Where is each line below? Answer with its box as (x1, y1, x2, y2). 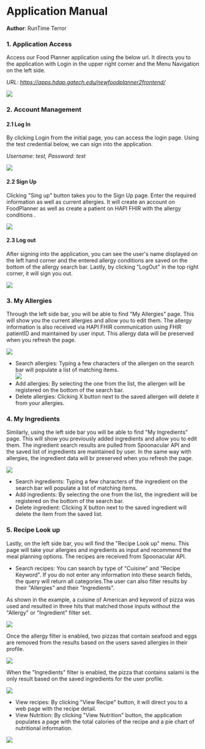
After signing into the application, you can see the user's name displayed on (6, 250, 198, 258)
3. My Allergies (6, 296, 52, 305)
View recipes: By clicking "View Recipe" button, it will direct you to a (15, 698, 188, 706)
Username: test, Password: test (6, 152, 86, 160)
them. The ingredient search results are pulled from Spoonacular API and (6, 442, 191, 449)
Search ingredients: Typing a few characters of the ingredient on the (15, 478, 188, 485)
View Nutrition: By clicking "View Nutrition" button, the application (15, 711, 182, 718)
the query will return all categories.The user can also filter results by (15, 577, 188, 585)
